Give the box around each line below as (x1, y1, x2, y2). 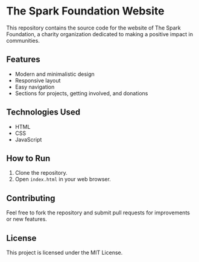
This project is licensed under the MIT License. (6, 249, 123, 256)
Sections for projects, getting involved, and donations (14, 89, 148, 97)
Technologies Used (6, 107, 80, 117)
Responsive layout (14, 76, 61, 84)
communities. (6, 37, 40, 44)
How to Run (6, 153, 51, 163)
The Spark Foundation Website (6, 4, 165, 18)
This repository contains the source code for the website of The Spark (6, 24, 181, 31)
